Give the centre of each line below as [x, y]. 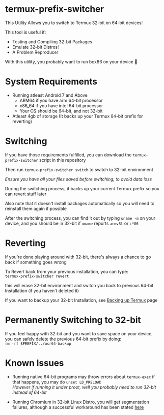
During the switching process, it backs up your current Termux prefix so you [82, 188]
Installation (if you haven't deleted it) [42, 291]
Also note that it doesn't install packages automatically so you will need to [80, 203]
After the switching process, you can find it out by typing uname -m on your [80, 218]
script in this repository [62, 160]
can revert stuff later [26, 194]
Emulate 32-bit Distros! [35, 47]
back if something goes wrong [36, 262]
